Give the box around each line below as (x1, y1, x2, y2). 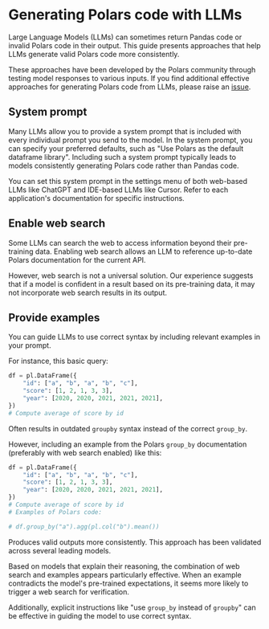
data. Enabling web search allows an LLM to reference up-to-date (35, 247, 253, 256)
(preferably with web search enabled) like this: (8, 447, 162, 457)
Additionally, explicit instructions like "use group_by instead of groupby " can (8, 602, 256, 612)
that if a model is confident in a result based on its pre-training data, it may (8, 279, 255, 288)
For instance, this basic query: (8, 356, 108, 366)
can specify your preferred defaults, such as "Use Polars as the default (8, 143, 244, 153)
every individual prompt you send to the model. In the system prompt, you (8, 135, 253, 145)
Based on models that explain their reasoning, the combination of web (8, 561, 240, 571)
